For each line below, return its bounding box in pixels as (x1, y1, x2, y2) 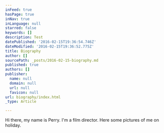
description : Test (5, 35, 43, 40)
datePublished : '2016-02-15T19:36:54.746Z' (5, 40, 97, 44)
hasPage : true (5, 12, 35, 17)
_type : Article (5, 99, 37, 104)
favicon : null (9, 90, 39, 95)
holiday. (5, 122, 21, 129)
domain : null (9, 81, 37, 86)
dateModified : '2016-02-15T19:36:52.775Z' (5, 44, 94, 49)
